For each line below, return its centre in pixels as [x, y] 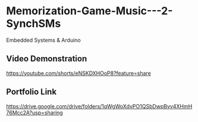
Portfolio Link [32, 92]
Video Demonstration [47, 59]
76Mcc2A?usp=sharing [35, 112]
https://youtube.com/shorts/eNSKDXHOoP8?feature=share [79, 73]
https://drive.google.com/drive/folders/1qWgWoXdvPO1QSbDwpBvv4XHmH [99, 106]
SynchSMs [34, 24]
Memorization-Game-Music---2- [89, 11]
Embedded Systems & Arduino [44, 40]
